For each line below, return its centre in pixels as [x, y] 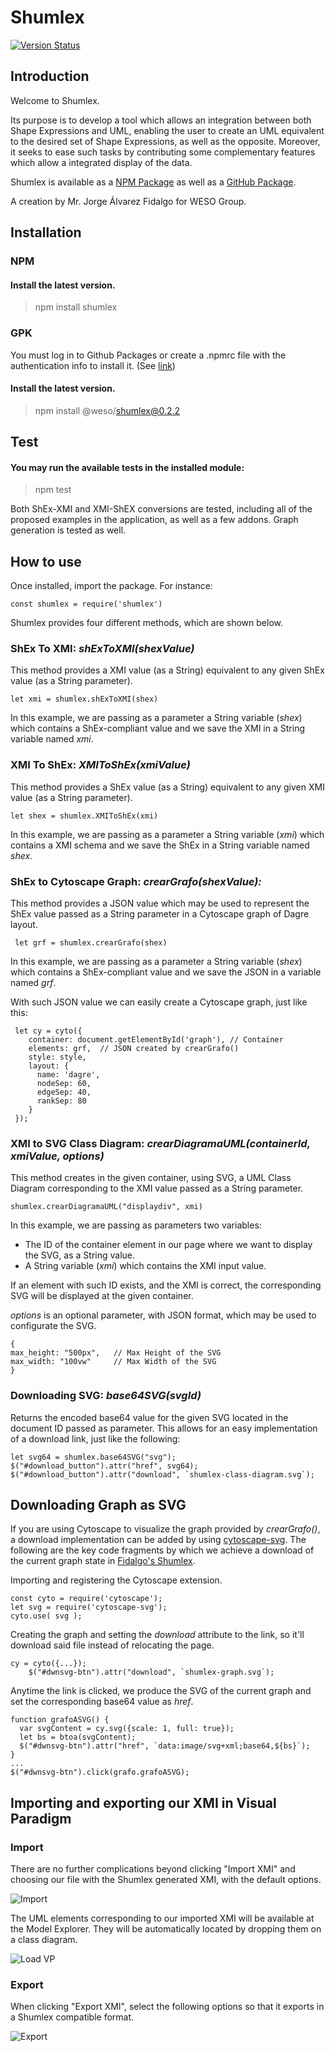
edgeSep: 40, [64, 1092]
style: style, [57, 1057]
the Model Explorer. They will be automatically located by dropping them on [166, 1929]
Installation [46, 232]
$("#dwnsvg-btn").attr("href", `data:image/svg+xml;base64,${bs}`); [165, 1746]
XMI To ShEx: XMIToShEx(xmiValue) [100, 765]
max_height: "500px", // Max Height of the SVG [116, 1353]
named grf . [33, 983]
